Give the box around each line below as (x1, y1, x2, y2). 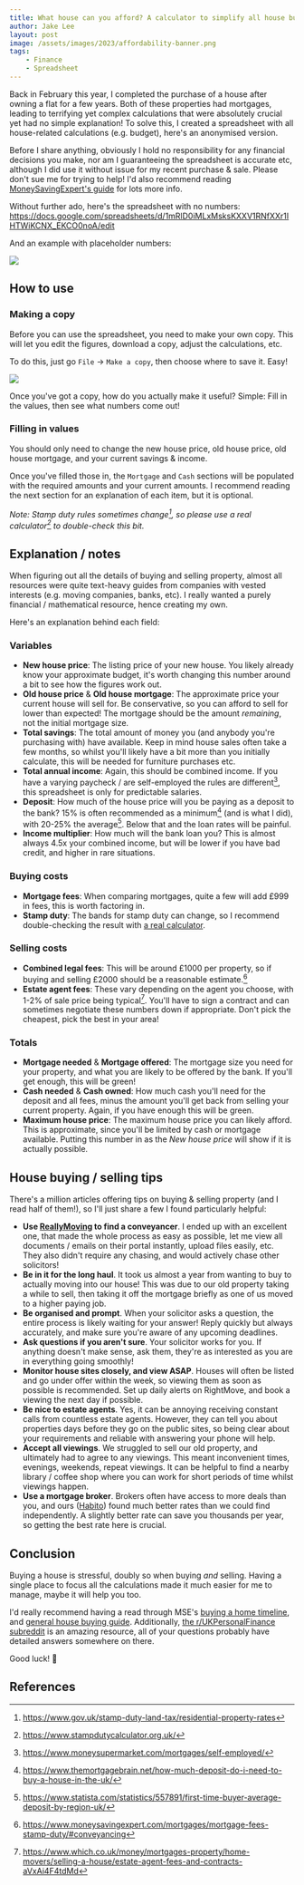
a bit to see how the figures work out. (22, 679, 163, 690)
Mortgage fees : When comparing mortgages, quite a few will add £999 (22, 890, 290, 902)
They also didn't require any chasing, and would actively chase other (22, 1250, 280, 1261)
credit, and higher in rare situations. (22, 847, 156, 858)
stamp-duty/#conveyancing (22, 1828, 127, 1840)
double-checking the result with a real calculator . (22, 919, 206, 930)
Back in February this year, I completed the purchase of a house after (9, 88, 268, 100)
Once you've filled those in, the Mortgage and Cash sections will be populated (9, 470, 295, 481)
